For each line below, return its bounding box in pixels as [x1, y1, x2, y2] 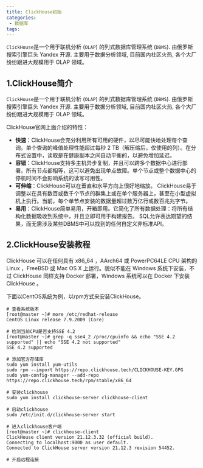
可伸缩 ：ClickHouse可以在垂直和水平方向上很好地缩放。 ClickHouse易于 [15, 182, 197, 189]
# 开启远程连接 [6, 456, 40, 463]
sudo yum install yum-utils [6, 361, 78, 368]
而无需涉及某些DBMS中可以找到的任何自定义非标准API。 [26, 220, 168, 228]
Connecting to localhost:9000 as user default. [6, 439, 129, 445]
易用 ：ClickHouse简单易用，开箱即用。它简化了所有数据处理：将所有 [15, 205, 188, 212]
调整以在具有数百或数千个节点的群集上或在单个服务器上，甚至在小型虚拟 [15, 190, 196, 197]
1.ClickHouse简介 [6, 78, 73, 88]
